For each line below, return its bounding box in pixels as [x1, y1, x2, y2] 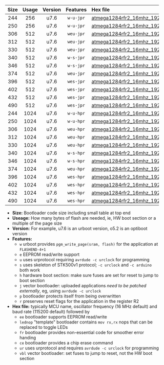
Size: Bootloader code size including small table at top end [12, 210, 131, 216]
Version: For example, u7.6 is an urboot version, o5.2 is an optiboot [12, 226, 148, 231]
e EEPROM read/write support [19, 251, 80, 257]
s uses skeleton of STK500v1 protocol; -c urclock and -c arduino [19, 262, 152, 268]
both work [19, 267, 41, 273]
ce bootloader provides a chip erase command [19, 340, 113, 345]
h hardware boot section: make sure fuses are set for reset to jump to [19, 273, 159, 278]
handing [19, 335, 36, 341]
